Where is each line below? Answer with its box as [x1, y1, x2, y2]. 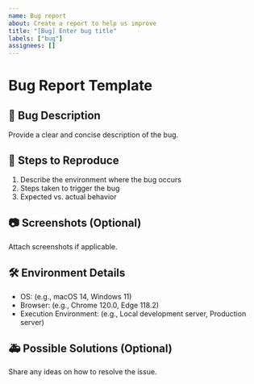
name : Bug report [8, 11, 67, 20]
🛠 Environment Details [8, 266, 126, 280]
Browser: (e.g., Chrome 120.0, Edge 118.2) [19, 300, 160, 310]
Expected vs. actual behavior [19, 191, 117, 202]
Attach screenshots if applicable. [8, 241, 118, 251]
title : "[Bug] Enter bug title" [8, 27, 117, 35]
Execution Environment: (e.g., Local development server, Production [19, 308, 247, 319]
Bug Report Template [8, 77, 153, 95]
